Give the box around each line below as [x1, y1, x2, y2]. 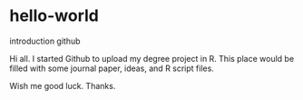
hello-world [9, 5, 100, 26]
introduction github [9, 35, 81, 46]
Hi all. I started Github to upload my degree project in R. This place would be [9, 53, 295, 64]
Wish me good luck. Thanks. [9, 80, 116, 91]
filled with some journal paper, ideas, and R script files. [9, 63, 215, 74]
